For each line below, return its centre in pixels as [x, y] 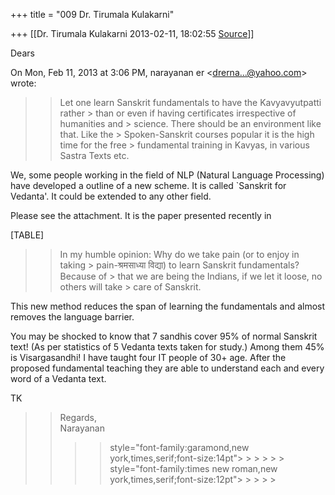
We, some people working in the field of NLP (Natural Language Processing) [167, 175]
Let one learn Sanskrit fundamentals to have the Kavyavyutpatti [190, 102]
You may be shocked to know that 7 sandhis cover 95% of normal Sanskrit [164, 336]
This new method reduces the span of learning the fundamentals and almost [168, 306]
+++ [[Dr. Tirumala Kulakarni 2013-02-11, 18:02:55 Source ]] [132, 33]
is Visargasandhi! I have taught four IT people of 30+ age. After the [148, 357]
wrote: [23, 83]
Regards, [78, 417]
